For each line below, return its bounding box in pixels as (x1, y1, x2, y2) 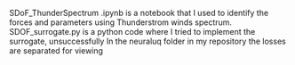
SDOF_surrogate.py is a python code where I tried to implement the (9, 27, 256, 37)
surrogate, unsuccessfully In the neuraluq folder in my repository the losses (9, 36, 286, 46)
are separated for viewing (9, 45, 104, 56)
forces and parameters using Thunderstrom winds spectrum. (9, 17, 233, 28)
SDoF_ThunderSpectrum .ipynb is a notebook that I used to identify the (9, 8, 269, 18)
